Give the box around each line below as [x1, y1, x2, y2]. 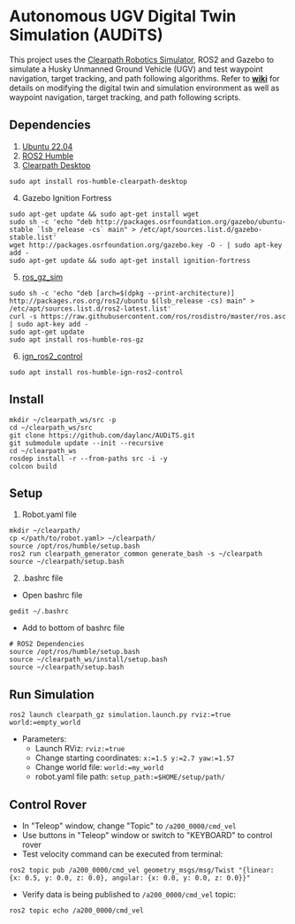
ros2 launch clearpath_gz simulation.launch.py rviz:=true [9, 711, 231, 720]
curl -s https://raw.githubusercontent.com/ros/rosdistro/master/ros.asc [9, 312, 287, 320]
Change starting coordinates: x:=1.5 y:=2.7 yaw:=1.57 [34, 752, 235, 763]
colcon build [9, 462, 57, 471]
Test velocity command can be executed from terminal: [21, 849, 223, 859]
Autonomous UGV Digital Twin [9, 6, 237, 27]
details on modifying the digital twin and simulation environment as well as [9, 82, 280, 93]
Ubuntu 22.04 [21, 141, 73, 151]
